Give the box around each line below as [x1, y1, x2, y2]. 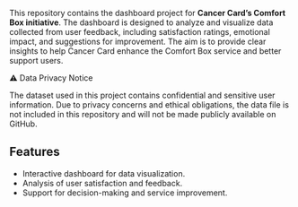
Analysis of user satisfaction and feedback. [22, 177, 183, 188]
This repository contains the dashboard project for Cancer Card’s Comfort [9, 8, 285, 18]
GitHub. [9, 118, 38, 129]
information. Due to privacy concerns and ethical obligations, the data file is [9, 99, 290, 110]
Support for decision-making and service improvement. [22, 187, 228, 198]
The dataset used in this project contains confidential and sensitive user [9, 90, 276, 100]
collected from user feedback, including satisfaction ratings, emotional [9, 27, 271, 37]
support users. [9, 56, 64, 65]
